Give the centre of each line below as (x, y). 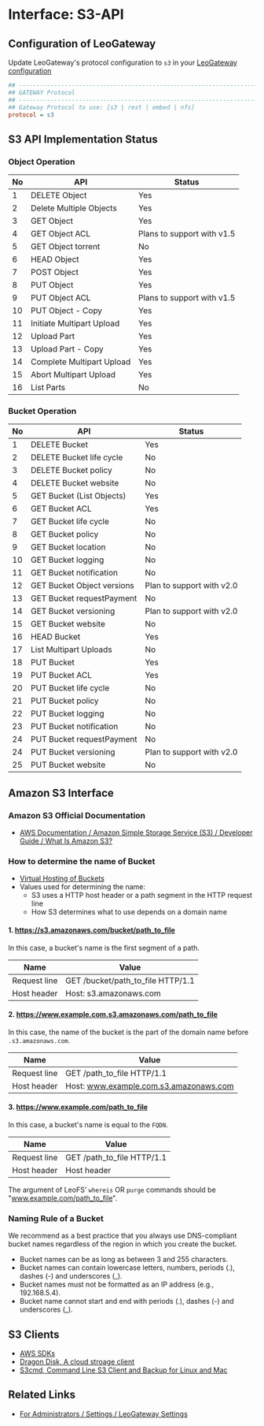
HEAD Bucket (56, 637)
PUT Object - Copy (67, 311)
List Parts (48, 388)
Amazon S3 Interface (61, 793)
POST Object (55, 272)
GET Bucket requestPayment (84, 598)
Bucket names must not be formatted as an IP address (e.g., (117, 1285)
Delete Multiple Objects (74, 208)
